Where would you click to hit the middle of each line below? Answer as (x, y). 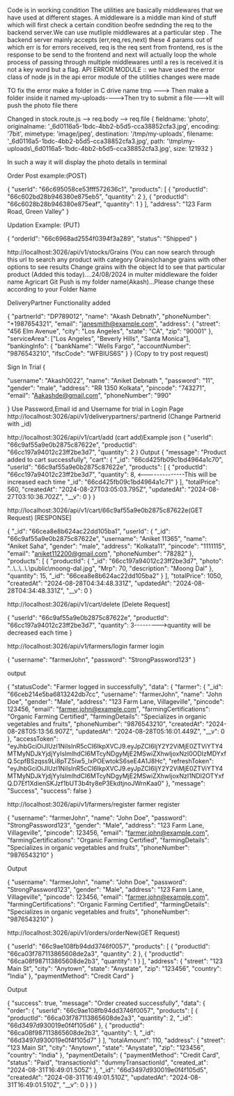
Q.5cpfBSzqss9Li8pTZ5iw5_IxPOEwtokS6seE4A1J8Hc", (87, 761)
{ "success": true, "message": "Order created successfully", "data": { (106, 1003)
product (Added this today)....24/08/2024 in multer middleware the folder (112, 274)
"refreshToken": (191, 761)
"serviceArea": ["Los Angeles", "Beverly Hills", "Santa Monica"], (99, 339)
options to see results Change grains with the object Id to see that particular (116, 267)
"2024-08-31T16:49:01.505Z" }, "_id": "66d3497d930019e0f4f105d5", (108, 1070)
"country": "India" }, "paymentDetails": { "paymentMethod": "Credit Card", (114, 1055)
